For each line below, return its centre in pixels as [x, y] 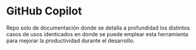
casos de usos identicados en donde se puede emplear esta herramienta [97, 34]
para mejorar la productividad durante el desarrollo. [70, 40]
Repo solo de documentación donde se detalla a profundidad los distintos [98, 28]
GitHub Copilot [44, 11]
